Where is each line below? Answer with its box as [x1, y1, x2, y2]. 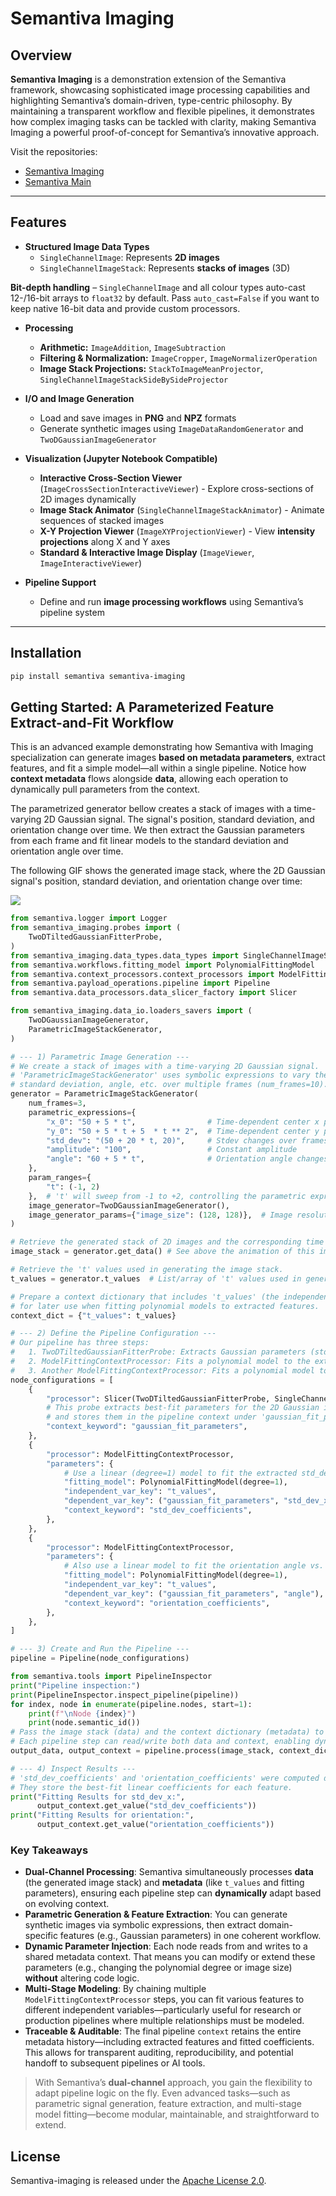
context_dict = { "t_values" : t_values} [10, 1310, 177, 1321]
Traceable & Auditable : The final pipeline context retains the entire [24, 2025, 302, 2037]
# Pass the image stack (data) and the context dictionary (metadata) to [10, 1727, 325, 1737]
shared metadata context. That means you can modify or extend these [24, 1951, 316, 1963]
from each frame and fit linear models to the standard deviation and [10, 835, 289, 847]
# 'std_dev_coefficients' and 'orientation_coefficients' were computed [10, 1773, 320, 1783]
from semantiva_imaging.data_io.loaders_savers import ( [10, 1006, 253, 1016]
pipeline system [39, 606, 105, 618]
